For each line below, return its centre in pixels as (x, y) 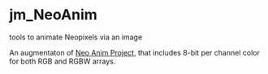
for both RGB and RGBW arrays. (63, 61)
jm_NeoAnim (54, 15)
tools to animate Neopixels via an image (76, 37)
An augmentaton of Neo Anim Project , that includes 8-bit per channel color (135, 52)
